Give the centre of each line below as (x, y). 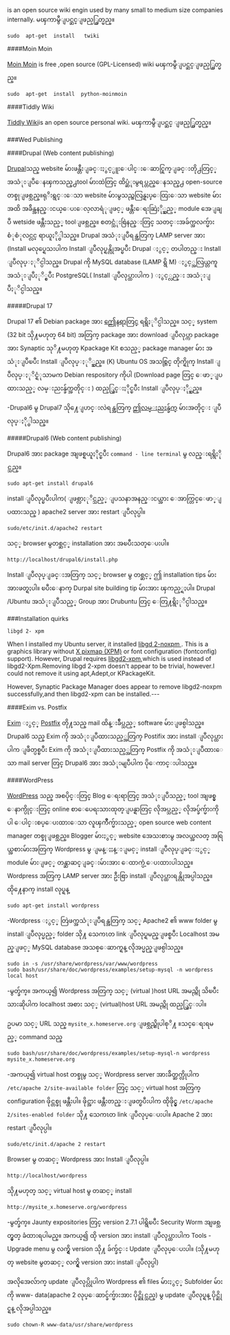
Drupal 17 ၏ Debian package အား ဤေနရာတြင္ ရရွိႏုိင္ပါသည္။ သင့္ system (112, 321)
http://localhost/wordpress (47, 1176)
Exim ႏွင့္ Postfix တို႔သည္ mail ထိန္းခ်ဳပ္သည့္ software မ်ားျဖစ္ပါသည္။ (106, 723)
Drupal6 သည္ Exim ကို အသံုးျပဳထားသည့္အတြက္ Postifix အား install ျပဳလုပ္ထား (115, 736)
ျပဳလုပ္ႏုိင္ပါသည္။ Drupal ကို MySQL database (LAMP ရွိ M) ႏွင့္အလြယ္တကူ (113, 262)
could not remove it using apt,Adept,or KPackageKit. (81, 673)
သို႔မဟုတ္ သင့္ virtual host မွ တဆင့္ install (70, 1191)
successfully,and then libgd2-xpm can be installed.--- (83, 694)
